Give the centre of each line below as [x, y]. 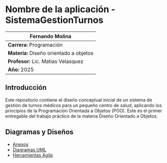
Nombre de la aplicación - [60, 9]
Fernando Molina [51, 36]
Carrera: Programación [35, 45]
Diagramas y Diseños [39, 132]
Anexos [20, 144]
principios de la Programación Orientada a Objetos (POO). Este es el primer [84, 111]
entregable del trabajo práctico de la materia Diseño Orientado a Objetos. [81, 116]
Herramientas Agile [33, 155]
